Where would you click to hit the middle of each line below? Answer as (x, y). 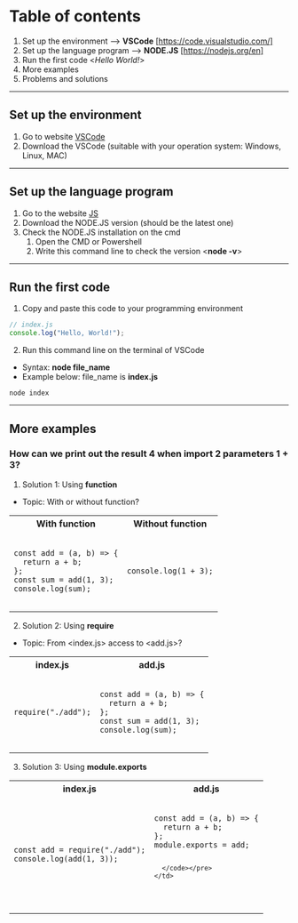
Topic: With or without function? (81, 502)
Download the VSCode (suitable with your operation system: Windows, (152, 146)
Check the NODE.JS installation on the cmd (101, 232)
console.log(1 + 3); (170, 570)
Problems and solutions (65, 78)
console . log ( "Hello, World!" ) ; (67, 333)
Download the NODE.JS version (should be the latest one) (128, 222)
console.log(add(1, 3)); (66, 859)
